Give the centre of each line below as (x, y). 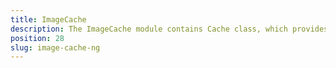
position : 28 (37, 38)
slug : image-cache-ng (55, 47)
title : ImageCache (48, 19)
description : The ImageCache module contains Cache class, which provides (169, 29)
